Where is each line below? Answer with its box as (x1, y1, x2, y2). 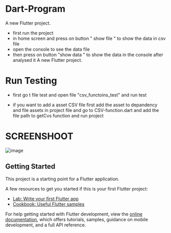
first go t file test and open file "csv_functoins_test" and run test (12, 91, 147, 98)
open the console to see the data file (12, 46, 90, 52)
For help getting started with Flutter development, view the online (5, 211, 143, 217)
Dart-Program (5, 3, 65, 15)
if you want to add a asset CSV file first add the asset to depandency (12, 102, 158, 108)
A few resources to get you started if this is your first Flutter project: (5, 185, 148, 192)
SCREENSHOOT (5, 131, 74, 142)
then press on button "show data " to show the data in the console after (12, 52, 163, 58)
